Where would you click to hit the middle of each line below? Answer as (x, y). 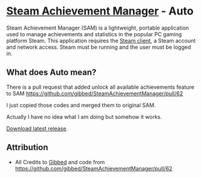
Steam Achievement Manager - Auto (100, 11)
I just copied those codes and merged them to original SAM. (81, 105)
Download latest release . (37, 129)
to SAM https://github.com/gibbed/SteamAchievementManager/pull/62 (95, 93)
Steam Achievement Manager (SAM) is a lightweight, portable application (98, 28)
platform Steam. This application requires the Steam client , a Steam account (101, 40)
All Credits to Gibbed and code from (60, 162)
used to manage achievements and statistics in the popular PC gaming (94, 34)
